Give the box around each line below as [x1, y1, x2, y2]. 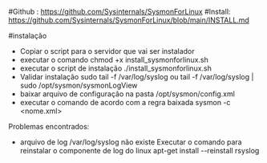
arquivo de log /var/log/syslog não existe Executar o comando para [19, 137, 242, 147]
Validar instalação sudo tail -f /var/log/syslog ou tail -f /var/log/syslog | [19, 72, 254, 81]
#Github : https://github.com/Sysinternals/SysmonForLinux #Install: [8, 7, 231, 16]
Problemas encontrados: [8, 122, 90, 131]
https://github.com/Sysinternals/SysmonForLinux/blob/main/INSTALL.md [8, 15, 250, 25]
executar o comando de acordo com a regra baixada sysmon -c [19, 98, 231, 107]
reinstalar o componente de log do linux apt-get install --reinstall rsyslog [19, 146, 260, 155]
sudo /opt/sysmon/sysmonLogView [19, 80, 138, 90]
